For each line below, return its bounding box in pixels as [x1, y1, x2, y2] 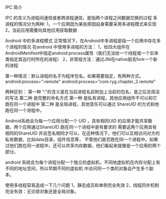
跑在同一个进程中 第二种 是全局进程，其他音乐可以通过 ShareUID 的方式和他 [5, 101, 160, 107]
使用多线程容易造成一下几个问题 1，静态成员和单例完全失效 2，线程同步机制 [5, 182, 160, 188]
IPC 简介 [5, 4, 22, 10]
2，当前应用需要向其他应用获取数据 [5, 27, 78, 33]
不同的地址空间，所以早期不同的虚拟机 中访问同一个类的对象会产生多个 [5, 165, 149, 171]
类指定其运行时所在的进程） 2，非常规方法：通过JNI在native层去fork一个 [5, 56, 153, 62]
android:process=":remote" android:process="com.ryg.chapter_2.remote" [5, 79, 156, 84]
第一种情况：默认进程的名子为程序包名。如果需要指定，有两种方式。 [5, 73, 144, 79]
